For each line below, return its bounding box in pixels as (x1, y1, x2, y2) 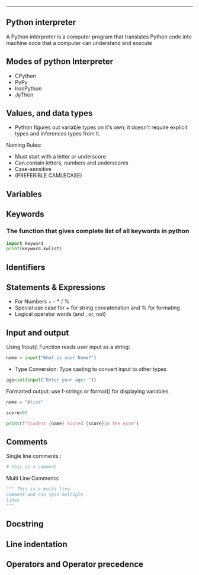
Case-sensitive (14, 166, 52, 173)
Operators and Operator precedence (6, 560, 144, 570)
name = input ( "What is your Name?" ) (6, 355, 97, 361)
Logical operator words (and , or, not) (14, 311, 107, 318)
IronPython (14, 85, 42, 92)
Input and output (6, 328, 69, 338)
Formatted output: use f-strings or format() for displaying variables (6, 388, 169, 395)
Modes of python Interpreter (6, 57, 114, 67)
